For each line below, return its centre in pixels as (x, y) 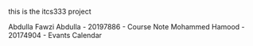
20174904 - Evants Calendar (55, 35)
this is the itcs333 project (50, 11)
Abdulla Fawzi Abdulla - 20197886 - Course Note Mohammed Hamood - (127, 27)
